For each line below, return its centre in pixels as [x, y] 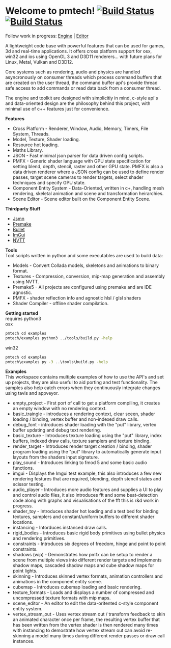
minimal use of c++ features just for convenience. [58, 109]
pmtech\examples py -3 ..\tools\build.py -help [57, 362]
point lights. [25, 571]
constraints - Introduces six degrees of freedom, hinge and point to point [89, 544]
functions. [23, 468]
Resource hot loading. [36, 145]
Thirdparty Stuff [23, 208]
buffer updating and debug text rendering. [57, 430]
